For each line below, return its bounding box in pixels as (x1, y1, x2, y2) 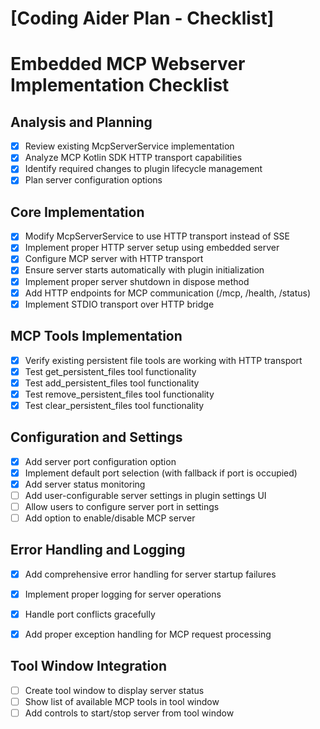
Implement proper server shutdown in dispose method (24, 275, 250, 287)
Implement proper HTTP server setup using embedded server (24, 242, 280, 254)
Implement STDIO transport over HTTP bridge (24, 298, 215, 310)
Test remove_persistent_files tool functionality (24, 388, 215, 400)
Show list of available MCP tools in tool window (24, 695, 220, 707)
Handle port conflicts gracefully (24, 608, 156, 620)
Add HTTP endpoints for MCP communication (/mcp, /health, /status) (24, 287, 312, 299)
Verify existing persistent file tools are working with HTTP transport (24, 354, 303, 366)
